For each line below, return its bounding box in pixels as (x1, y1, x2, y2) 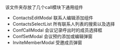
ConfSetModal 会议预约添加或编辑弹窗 (12, 34, 93, 39)
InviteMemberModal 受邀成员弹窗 (12, 40, 82, 46)
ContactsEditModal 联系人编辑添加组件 (12, 15, 93, 21)
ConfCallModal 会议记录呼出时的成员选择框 (12, 27, 102, 33)
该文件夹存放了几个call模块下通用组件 (5, 4, 83, 10)
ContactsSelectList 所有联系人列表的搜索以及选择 (12, 21, 115, 27)
